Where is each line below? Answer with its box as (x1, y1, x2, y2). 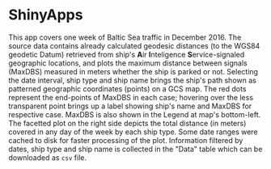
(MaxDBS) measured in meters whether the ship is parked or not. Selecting (8, 66, 259, 76)
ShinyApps (8, 6, 83, 24)
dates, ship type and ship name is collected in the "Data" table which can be (8, 144, 263, 154)
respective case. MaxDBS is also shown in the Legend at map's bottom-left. (8, 109, 261, 119)
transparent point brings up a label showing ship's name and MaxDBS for (8, 101, 252, 111)
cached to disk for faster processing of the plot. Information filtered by (8, 135, 243, 145)
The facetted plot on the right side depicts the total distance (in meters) (8, 118, 247, 128)
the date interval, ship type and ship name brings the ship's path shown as (8, 75, 256, 85)
